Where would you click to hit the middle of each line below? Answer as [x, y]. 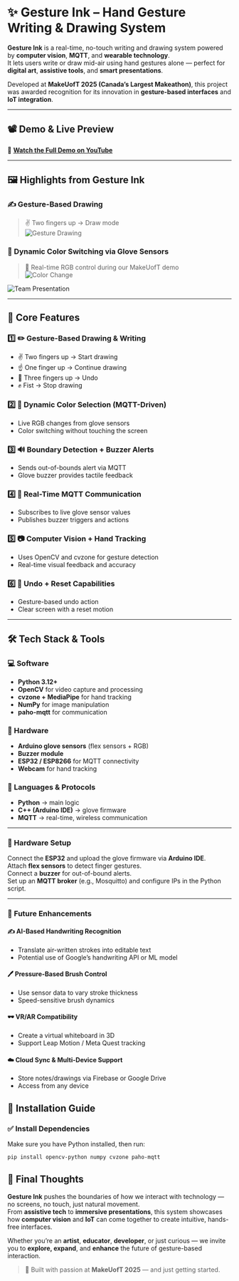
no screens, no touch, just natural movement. [74, 1204]
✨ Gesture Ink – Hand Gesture [97, 12]
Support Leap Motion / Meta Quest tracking [81, 1043]
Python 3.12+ [38, 682]
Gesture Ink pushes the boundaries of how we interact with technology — [116, 1196]
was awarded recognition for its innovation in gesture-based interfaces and [119, 92]
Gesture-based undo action [58, 601]
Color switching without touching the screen [83, 430]
